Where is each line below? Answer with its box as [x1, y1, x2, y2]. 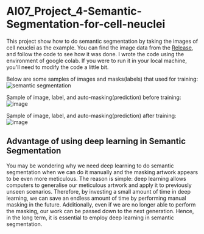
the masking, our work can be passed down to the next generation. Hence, [6, 207, 194, 214]
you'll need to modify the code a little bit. [6, 63, 109, 71]
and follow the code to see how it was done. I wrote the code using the [6, 50, 185, 57]
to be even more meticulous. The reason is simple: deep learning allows [6, 175, 187, 182]
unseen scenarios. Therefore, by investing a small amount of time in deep [6, 188, 191, 195]
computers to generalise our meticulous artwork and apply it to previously [6, 181, 192, 189]
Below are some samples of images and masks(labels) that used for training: [6, 75, 199, 82]
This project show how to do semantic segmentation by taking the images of [6, 37, 199, 45]
